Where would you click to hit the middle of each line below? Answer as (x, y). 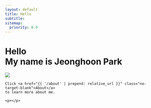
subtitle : (15, 18)
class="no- (135, 84)
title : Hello (18, 14)
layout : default (21, 9)
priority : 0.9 (24, 28)
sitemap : (14, 23)
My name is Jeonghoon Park (64, 62)
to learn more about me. (30, 93)
